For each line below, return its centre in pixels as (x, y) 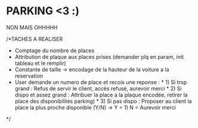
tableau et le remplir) (41, 63)
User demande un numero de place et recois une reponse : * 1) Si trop (101, 82)
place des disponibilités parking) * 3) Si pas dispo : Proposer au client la (103, 101)
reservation (29, 76)
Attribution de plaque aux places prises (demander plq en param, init (99, 57)
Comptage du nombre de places (54, 50)
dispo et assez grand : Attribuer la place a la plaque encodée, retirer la (101, 95)
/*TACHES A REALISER (35, 39)
